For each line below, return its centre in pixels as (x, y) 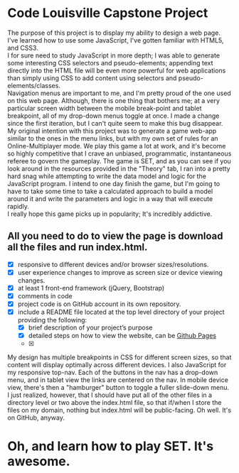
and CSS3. (23, 48)
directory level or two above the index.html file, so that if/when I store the (115, 403)
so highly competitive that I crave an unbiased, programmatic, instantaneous (119, 153)
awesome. (39, 461)
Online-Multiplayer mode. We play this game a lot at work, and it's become (117, 146)
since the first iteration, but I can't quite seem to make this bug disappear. (115, 123)
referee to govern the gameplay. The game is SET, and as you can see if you (119, 161)
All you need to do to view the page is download (115, 236)
